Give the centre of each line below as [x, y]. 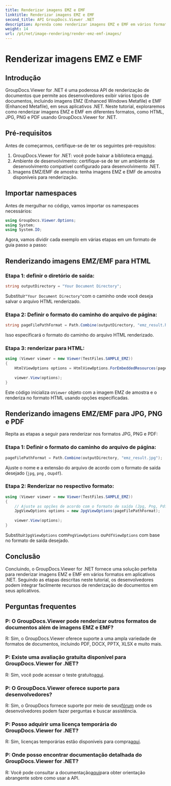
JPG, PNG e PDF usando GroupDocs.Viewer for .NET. [61, 117]
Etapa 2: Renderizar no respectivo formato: [60, 486]
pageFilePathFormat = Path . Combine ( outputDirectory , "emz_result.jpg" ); [84, 458]
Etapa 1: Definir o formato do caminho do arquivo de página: [81, 447]
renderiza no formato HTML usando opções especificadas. [67, 398]
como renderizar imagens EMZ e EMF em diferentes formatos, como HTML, [85, 112]
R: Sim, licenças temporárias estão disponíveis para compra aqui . [73, 742]
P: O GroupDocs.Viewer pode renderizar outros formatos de [81, 621]
